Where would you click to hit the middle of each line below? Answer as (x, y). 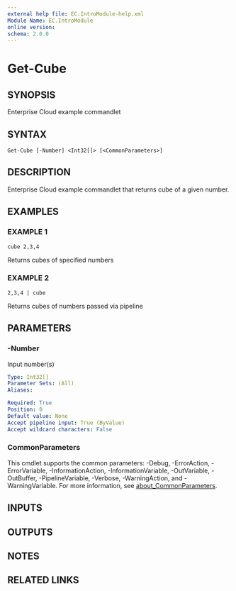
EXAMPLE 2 (28, 278)
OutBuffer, (22, 478)
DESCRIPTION (39, 172)
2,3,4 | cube (27, 293)
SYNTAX (27, 134)
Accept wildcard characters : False (60, 429)
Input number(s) (31, 364)
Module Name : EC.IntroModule (50, 21)
